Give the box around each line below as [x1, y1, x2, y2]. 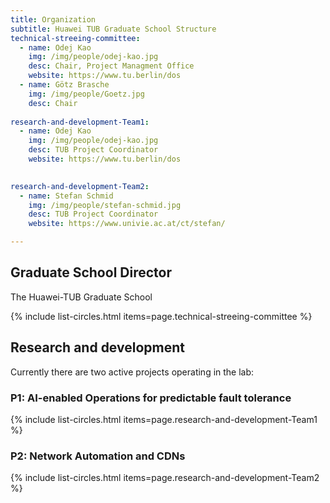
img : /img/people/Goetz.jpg [28, 89, 145, 99]
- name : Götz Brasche [19, 80, 110, 90]
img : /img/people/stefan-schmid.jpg [28, 200, 182, 210]
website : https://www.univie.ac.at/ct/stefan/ [28, 219, 226, 229]
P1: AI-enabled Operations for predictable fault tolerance [10, 391, 292, 405]
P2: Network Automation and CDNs [10, 449, 186, 463]
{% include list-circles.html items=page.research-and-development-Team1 [10, 413, 318, 425]
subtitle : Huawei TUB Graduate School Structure [10, 24, 217, 34]
